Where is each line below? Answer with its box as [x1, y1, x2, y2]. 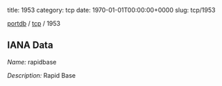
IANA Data [7, 40, 53, 51]
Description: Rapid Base [7, 71, 76, 79]
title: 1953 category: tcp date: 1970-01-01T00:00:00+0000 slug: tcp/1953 [7, 6, 216, 14]
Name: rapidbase [7, 58, 57, 66]
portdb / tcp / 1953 [7, 19, 61, 27]
